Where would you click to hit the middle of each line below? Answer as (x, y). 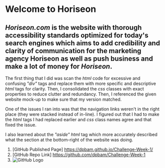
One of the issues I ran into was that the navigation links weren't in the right (82, 109)
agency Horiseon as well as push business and (79, 58)
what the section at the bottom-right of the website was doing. (69, 140)
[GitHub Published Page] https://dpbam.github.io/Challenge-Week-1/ (82, 149)
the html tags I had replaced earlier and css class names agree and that (78, 120)
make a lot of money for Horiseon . (59, 66)
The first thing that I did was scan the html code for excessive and (73, 78)
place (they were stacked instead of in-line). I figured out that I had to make (82, 114)
